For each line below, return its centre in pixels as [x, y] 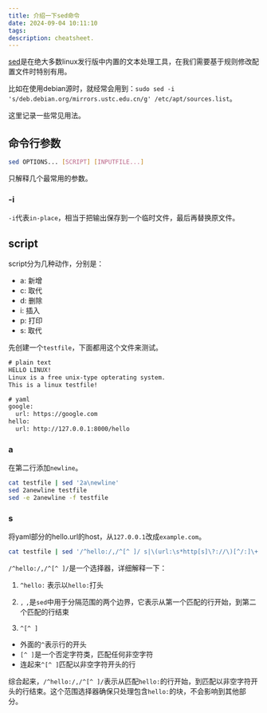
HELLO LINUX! [30, 370]
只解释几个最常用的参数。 [50, 178]
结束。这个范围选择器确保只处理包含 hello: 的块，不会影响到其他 [134, 691]
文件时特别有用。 [43, 72]
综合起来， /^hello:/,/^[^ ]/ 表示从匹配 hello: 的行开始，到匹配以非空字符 [130, 681]
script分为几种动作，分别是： [56, 263]
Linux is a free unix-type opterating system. [87, 377]
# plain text [30, 363]
